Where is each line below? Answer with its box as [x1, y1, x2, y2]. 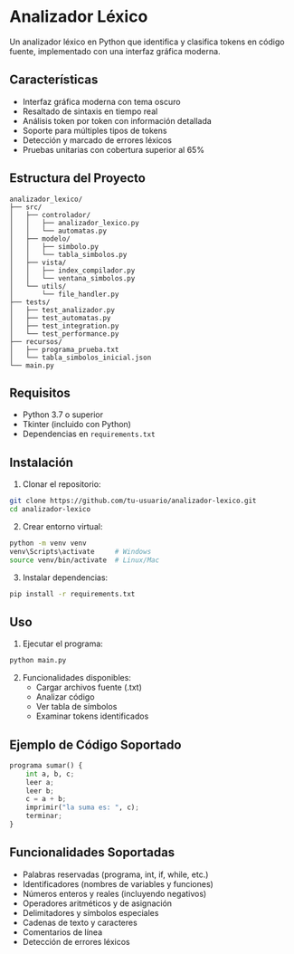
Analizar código [35, 692, 95, 702]
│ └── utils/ [9, 281, 67, 291]
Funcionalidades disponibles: [22, 673, 131, 683]
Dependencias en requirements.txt [22, 428, 156, 440]
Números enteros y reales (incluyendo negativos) [22, 888, 207, 899]
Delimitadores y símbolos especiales [22, 907, 159, 918]
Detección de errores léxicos [22, 936, 130, 947]
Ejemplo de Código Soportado [9, 737, 182, 752]
